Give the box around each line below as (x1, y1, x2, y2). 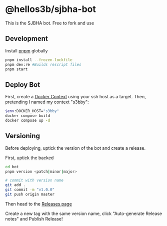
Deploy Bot (5, 80, 40, 89)
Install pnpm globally (5, 47, 48, 53)
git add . (5, 183, 26, 188)
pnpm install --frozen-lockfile (5, 57, 72, 62)
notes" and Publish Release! (5, 216, 63, 222)
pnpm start (5, 66, 28, 72)
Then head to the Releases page (5, 201, 72, 207)
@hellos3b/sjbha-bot (5, 3, 96, 15)
